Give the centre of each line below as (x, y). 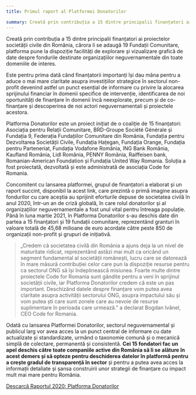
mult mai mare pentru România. (44, 375)
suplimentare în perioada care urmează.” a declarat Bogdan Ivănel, (100, 307)
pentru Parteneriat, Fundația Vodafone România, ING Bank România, (87, 148)
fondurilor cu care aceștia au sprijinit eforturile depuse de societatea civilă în (98, 197)
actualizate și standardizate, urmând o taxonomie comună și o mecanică (93, 337)
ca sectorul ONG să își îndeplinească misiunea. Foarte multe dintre (100, 270)
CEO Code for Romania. (49, 314)
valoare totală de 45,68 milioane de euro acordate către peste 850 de (90, 228)
